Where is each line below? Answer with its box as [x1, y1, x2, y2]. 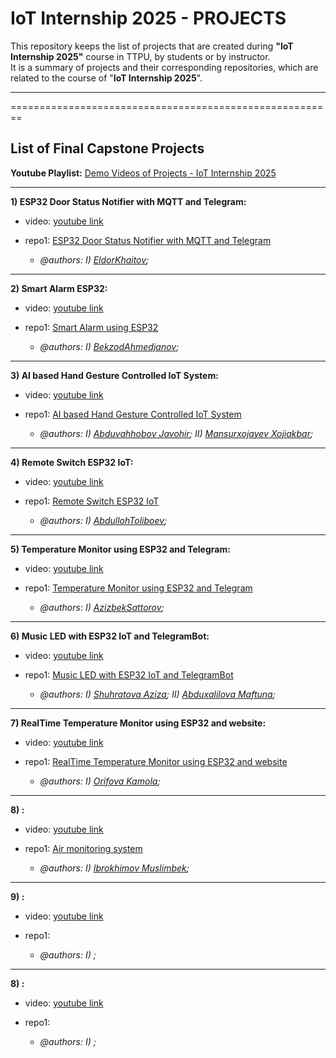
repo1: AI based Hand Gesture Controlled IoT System [24, 408, 242, 420]
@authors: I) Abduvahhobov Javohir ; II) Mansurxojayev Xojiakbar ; [39, 427, 314, 439]
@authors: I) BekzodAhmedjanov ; [39, 340, 180, 352]
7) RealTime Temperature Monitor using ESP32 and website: [10, 717, 267, 729]
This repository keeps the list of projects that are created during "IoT [10, 40, 294, 52]
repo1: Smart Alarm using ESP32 [24, 321, 159, 333]
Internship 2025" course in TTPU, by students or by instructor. [10, 50, 271, 62]
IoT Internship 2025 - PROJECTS [10, 7, 287, 30]
